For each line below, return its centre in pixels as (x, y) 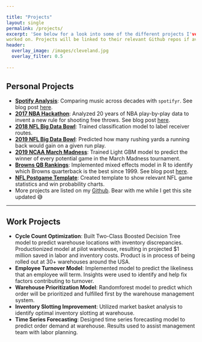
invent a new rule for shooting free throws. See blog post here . (92, 120)
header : (16, 45)
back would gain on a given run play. (60, 146)
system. (25, 300)
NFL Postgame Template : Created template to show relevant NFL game (104, 178)
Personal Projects (40, 87)
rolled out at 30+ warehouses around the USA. (72, 262)
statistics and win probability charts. (60, 184)
